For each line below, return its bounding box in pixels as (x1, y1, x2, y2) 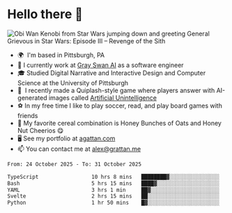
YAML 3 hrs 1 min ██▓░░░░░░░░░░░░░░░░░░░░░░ (7, 186, 219, 193)
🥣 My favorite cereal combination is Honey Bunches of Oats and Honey (17, 119, 222, 127)
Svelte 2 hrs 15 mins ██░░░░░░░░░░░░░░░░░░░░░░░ (7, 193, 219, 200)
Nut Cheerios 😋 (17, 126, 64, 135)
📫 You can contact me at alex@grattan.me (17, 145, 141, 153)
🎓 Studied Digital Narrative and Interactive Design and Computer (17, 68, 206, 77)
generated (17, 94, 47, 102)
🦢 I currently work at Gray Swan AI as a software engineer (17, 61, 184, 69)
